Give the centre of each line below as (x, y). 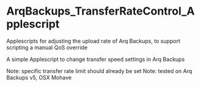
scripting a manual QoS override (47, 47)
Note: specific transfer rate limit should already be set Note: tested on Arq (99, 71)
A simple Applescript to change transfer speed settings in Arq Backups (96, 59)
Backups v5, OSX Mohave (39, 77)
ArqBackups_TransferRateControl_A (100, 11)
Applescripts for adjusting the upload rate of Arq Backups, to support (93, 41)
